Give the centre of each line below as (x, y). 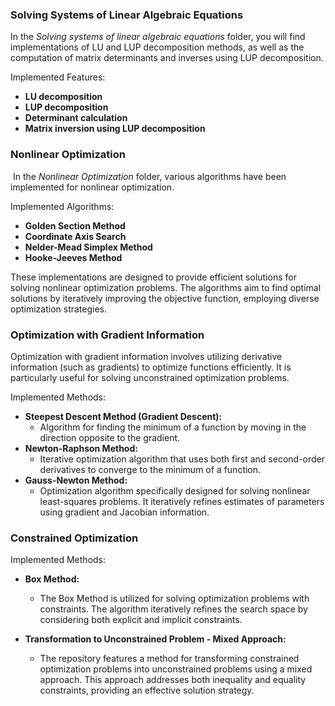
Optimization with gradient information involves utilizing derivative (146, 356)
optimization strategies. (59, 309)
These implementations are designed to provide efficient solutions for (153, 277)
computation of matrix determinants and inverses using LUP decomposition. (167, 58)
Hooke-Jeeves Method (73, 257)
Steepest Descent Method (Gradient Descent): (123, 416)
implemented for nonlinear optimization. (92, 187)
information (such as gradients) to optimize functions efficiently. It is (151, 367)
